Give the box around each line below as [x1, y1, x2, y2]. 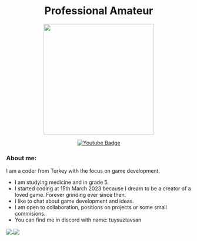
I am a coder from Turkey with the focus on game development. [6, 167, 161, 174]
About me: [6, 154, 37, 162]
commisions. [14, 210, 46, 217]
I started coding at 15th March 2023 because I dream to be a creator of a [14, 185, 191, 192]
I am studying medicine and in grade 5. [14, 179, 109, 186]
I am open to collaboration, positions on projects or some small [14, 204, 168, 211]
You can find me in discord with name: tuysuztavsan [14, 216, 142, 223]
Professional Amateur [44, 4, 153, 18]
